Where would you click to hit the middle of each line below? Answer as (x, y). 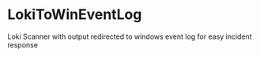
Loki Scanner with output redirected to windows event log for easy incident (130, 36)
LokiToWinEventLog (75, 15)
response (23, 44)
